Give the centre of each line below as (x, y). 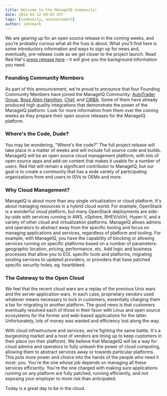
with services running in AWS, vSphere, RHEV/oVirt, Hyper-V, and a (91, 217)
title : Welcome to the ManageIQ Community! (51, 10)
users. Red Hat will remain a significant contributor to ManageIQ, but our (79, 166)
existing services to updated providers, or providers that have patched (78, 260)
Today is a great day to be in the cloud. (45, 388)
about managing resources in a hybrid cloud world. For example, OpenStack (84, 206)
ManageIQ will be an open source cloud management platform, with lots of (82, 155)
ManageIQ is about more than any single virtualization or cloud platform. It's (83, 201)
